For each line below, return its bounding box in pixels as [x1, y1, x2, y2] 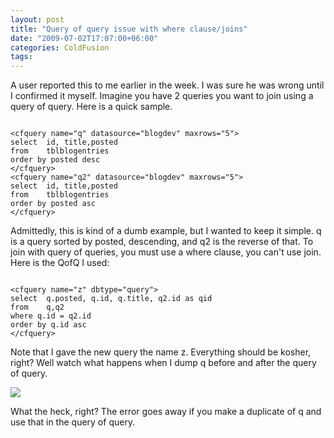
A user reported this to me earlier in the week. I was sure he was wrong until [10, 79, 325, 91]
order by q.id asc [10, 320, 87, 330]
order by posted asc [10, 199, 97, 209]
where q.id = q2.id [10, 311, 92, 321]
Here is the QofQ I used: [10, 257, 110, 269]
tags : [10, 52, 33, 62]
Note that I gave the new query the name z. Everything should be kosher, [10, 346, 312, 358]
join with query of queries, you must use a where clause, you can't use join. [10, 246, 322, 258]
